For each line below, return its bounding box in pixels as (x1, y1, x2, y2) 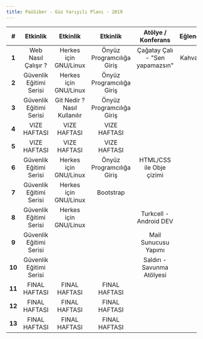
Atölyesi (144, 271, 167, 279)
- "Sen (145, 53, 165, 62)
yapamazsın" (136, 61, 174, 70)
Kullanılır (57, 111, 83, 119)
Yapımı (145, 246, 165, 254)
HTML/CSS (139, 156, 171, 164)
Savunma (141, 263, 169, 271)
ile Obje (144, 163, 166, 171)
